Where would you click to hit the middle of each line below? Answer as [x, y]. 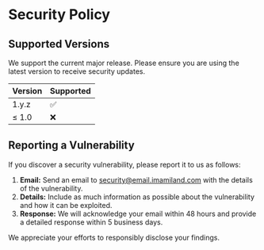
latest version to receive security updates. [77, 71]
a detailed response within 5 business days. [91, 222]
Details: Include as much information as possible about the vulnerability [137, 197]
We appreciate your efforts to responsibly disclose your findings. [114, 237]
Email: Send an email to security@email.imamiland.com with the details [136, 179]
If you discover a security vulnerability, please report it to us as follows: [124, 164]
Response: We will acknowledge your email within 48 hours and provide [138, 213]
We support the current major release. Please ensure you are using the [124, 63]
